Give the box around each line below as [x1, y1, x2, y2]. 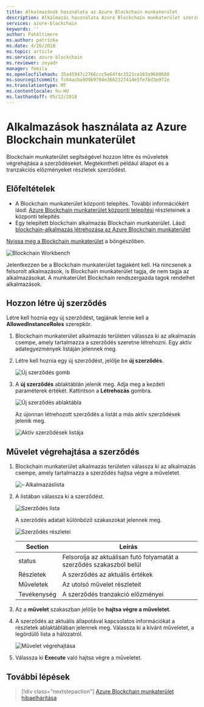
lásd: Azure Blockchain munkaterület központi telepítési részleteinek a [15, 206, 191, 214]
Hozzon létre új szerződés [6, 298, 107, 308]
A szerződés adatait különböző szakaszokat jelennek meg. [15, 517, 162, 524]
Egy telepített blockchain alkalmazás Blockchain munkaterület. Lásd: [15, 219, 186, 226]
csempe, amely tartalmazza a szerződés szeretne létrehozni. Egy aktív [15, 339, 192, 346]
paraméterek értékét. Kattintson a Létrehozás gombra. [15, 387, 152, 394]
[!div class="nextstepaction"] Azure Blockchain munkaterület [21, 688, 174, 695]
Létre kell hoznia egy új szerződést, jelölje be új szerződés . [15, 357, 164, 364]
